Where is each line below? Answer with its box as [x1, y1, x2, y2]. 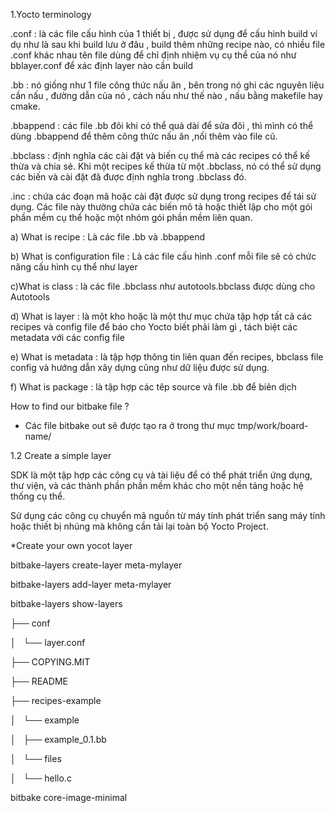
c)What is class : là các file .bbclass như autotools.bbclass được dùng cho [10, 280, 316, 292]
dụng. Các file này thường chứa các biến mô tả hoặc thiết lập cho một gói [10, 201, 313, 213]
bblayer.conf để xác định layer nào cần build [10, 60, 194, 71]
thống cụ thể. [10, 490, 66, 502]
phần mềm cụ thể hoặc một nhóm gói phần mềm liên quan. [10, 212, 253, 223]
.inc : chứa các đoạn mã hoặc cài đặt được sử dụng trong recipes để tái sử [10, 190, 317, 202]
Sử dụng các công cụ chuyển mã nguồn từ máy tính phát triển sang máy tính [10, 510, 326, 521]
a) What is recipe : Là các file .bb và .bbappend [10, 231, 206, 243]
